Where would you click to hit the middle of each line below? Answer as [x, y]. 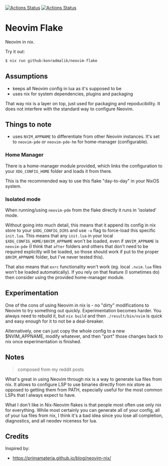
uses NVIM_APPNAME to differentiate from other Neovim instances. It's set [86, 137]
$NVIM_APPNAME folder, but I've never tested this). [55, 257]
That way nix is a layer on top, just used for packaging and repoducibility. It [83, 103]
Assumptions [27, 76]
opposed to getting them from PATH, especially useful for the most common [84, 390]
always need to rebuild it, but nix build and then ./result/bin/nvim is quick [84, 316]
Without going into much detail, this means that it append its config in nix [81, 225]
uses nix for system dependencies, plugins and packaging [73, 94]
